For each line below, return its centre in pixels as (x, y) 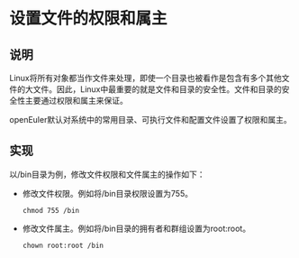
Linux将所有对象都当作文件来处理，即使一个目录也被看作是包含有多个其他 (145, 78)
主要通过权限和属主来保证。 (76, 101)
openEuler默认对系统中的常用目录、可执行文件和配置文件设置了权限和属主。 (150, 120)
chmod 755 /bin (51, 210)
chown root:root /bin (63, 245)
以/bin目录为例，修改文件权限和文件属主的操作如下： (107, 174)
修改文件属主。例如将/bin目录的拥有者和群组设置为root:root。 (136, 228)
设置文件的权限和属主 (89, 18)
